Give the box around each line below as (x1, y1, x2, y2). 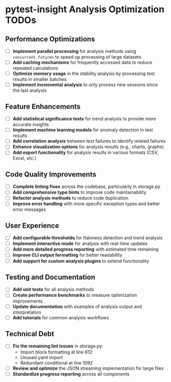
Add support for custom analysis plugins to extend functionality (12, 258, 149, 264)
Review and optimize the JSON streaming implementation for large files (12, 365, 164, 371)
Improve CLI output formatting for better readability (12, 252, 123, 258)
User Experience (5, 221, 60, 230)
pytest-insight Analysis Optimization (5, 4, 164, 15)
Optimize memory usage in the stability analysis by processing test (12, 70, 155, 77)
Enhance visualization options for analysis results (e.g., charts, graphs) (12, 144, 164, 150)
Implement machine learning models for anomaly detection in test (12, 127, 153, 133)
